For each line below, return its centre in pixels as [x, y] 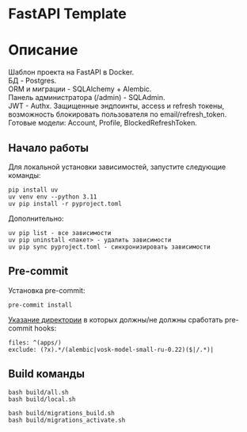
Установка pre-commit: [47, 290]
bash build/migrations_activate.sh [67, 420]
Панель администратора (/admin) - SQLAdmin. [87, 98]
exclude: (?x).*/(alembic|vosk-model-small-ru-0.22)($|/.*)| [111, 349]
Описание [43, 50]
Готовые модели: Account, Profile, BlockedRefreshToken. [103, 123]
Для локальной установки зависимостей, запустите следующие [117, 167]
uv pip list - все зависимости [60, 233]
